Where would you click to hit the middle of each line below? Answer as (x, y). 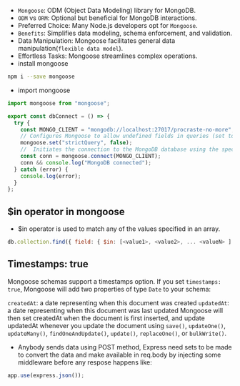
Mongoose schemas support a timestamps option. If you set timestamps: (114, 281)
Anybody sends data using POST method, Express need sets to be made (125, 347)
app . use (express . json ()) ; (46, 375)
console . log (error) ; (51, 176)
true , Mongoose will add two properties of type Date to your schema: (109, 289)
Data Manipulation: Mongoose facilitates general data (96, 41)
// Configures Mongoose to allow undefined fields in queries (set (122, 136)
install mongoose (43, 63)
